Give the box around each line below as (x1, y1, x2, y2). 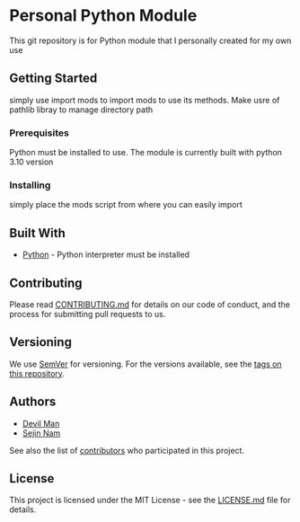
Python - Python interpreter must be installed (22, 249, 190, 261)
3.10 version (9, 156, 54, 167)
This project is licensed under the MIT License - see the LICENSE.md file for (9, 495, 291, 506)
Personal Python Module (9, 5, 198, 26)
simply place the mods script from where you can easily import (9, 199, 243, 210)
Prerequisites (9, 127, 69, 139)
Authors (9, 394, 57, 410)
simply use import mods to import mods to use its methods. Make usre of (9, 94, 280, 105)
